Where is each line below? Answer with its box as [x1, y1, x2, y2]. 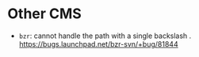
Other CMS [7, 5, 82, 23]
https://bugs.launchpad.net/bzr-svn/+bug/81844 [18, 39, 179, 48]
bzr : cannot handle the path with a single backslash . [18, 31, 192, 40]
